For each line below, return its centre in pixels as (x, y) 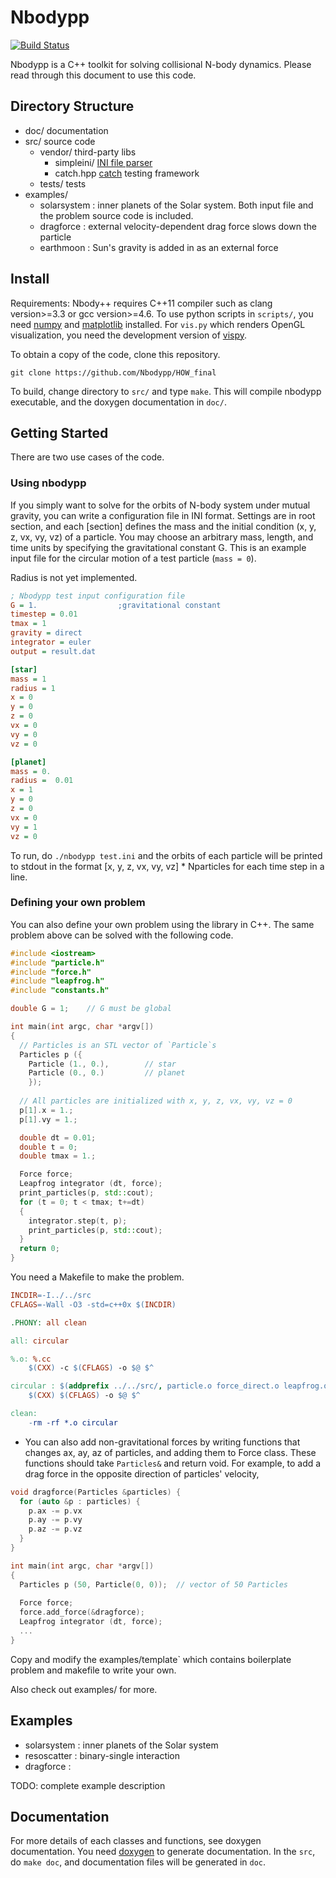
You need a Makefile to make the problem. (97, 1277)
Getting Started (59, 432)
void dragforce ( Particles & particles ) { (96, 1492)
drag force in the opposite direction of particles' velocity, (142, 1473)
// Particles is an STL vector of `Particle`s (118, 1045)
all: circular (40, 1341)
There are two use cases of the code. (87, 457)
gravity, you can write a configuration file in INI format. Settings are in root (163, 515)
